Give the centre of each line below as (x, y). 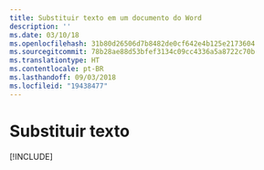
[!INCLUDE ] (31, 156)
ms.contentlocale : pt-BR (57, 69)
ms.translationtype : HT (55, 60)
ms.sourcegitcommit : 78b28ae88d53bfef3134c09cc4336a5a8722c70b (132, 52)
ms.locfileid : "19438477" (58, 86)
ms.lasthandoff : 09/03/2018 (63, 78)
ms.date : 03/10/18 (44, 35)
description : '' (40, 27)
